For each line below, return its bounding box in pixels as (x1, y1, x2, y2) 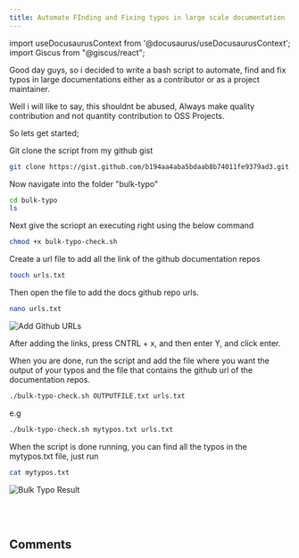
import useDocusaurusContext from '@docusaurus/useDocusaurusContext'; (9, 38, 291, 48)
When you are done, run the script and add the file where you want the (9, 355, 270, 366)
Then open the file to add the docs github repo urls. (9, 287, 199, 298)
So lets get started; (9, 127, 79, 139)
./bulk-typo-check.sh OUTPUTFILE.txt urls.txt (9, 391, 186, 401)
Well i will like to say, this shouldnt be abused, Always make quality (9, 100, 255, 112)
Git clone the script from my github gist (9, 145, 154, 156)
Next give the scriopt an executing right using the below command (9, 220, 254, 231)
